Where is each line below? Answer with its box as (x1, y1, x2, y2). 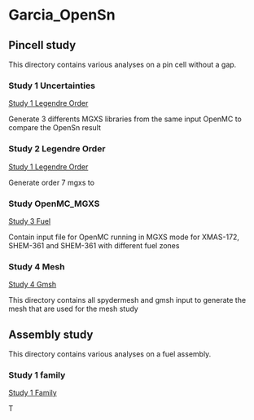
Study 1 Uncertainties (8, 80, 96, 91)
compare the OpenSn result (8, 123, 102, 133)
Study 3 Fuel (8, 216, 51, 225)
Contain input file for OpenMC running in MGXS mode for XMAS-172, (8, 232, 240, 242)
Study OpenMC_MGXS (8, 198, 100, 209)
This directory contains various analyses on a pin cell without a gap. (8, 59, 237, 69)
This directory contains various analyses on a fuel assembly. (8, 349, 212, 359)
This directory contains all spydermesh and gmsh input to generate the (8, 295, 247, 305)
